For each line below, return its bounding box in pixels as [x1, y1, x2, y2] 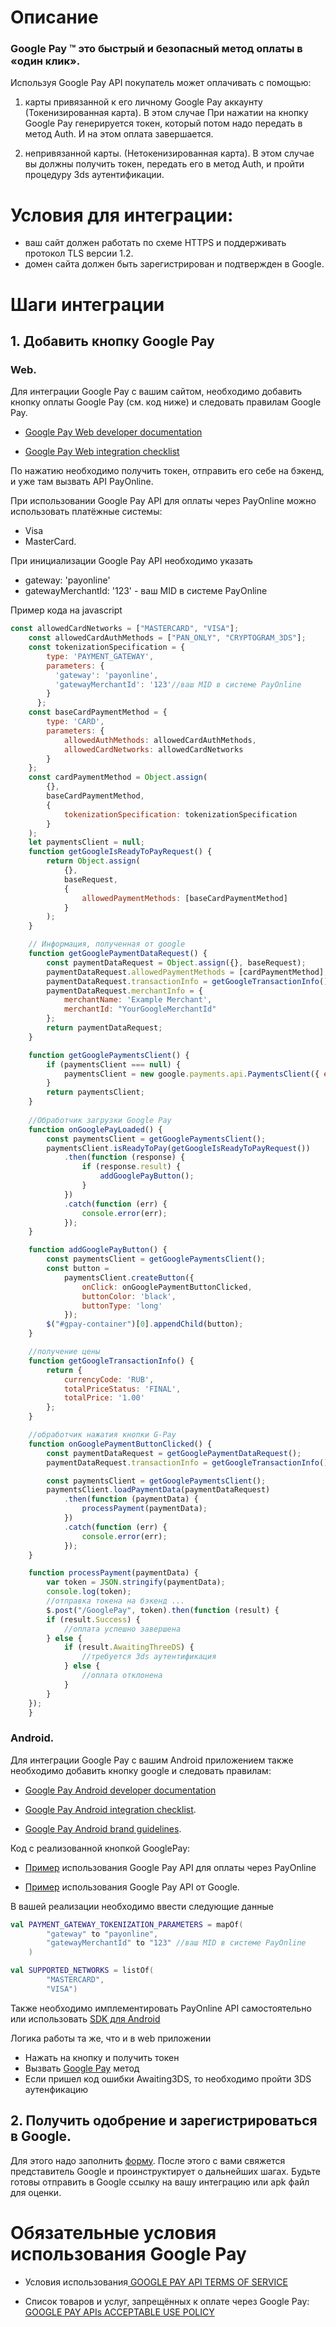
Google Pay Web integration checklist [24, 446, 180, 458]
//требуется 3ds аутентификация [81, 1652, 217, 1662]
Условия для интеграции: [10, 204, 234, 226]
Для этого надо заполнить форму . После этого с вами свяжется [10, 2154, 286, 2166]
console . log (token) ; [46, 1587, 132, 1597]
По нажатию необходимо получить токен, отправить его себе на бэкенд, [10, 465, 325, 477]
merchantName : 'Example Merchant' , [63, 995, 213, 1005]
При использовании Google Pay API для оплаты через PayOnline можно [10, 495, 317, 507]
